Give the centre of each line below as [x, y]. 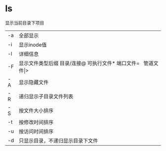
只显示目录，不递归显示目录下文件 [59, 141]
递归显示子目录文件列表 [46, 96]
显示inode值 [33, 45]
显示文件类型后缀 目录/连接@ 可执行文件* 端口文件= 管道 [86, 63]
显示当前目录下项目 [25, 23]
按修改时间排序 [36, 122]
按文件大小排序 [36, 110]
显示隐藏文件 [34, 82]
